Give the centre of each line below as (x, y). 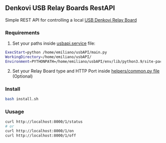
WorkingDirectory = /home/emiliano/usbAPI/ (48, 57)
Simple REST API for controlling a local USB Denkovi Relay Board (71, 20)
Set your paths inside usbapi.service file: (54, 43)
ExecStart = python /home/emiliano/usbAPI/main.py (56, 53)
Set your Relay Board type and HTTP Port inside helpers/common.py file (86, 71)
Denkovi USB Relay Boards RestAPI (60, 8)
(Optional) (22, 76)
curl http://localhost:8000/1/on (40, 131)
